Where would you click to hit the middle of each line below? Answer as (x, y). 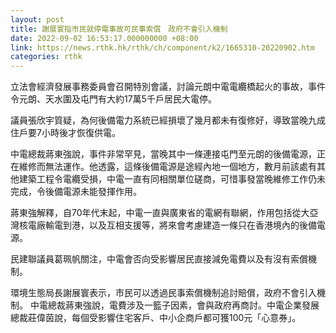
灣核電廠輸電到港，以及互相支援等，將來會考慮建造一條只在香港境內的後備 (163, 225)
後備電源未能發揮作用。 (93, 192)
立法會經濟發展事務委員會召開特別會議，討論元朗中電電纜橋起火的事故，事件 (168, 87)
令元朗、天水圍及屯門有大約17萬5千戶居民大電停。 (113, 99)
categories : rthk (46, 57)
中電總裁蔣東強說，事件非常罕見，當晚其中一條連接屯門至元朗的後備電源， (163, 154)
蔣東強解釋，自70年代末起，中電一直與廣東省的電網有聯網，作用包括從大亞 (164, 213)
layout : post (37, 19)
